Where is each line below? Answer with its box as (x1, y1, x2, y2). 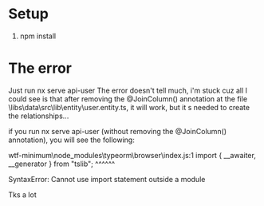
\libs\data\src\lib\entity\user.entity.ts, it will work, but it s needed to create (8, 102, 250, 112)
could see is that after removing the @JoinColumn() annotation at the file (8, 93, 248, 104)
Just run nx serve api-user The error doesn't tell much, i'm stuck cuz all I (8, 85, 248, 95)
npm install (19, 31, 57, 41)
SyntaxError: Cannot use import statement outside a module (8, 174, 206, 184)
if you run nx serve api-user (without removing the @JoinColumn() (8, 126, 227, 136)
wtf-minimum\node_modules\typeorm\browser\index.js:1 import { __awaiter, (8, 150, 257, 160)
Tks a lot (8, 189, 37, 200)
